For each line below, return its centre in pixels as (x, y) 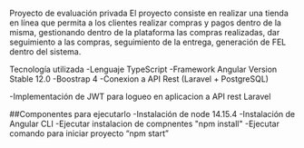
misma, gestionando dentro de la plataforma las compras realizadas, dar (145, 32)
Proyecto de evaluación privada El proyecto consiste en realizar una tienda (149, 13)
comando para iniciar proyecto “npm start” (89, 133)
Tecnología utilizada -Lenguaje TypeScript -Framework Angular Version (143, 69)
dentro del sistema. (45, 52)
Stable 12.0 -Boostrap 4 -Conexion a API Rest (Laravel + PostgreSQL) (139, 79)
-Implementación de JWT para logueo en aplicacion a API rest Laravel (140, 96)
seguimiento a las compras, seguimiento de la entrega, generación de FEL (148, 42)
